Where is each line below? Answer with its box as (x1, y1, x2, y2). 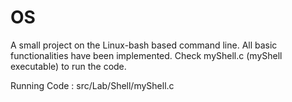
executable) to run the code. (10, 60, 127, 72)
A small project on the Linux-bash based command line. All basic (10, 39, 278, 51)
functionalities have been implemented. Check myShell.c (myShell (10, 49, 283, 61)
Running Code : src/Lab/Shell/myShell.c (10, 79, 175, 91)
